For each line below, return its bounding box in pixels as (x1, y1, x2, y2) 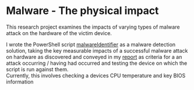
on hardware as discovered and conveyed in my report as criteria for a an (6, 53, 182, 60)
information (6, 78, 34, 85)
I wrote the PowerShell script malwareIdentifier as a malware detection (6, 41, 176, 48)
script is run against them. (6, 65, 69, 72)
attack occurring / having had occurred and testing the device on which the (6, 60, 188, 67)
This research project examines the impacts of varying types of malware (6, 23, 180, 30)
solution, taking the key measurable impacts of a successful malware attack (6, 47, 188, 54)
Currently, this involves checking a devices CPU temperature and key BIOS (6, 72, 186, 79)
